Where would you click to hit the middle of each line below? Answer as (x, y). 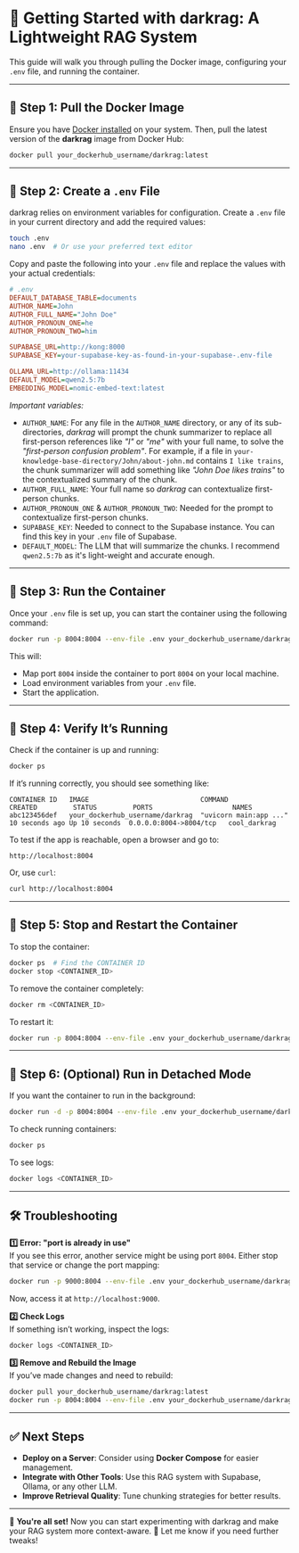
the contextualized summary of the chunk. (100, 479)
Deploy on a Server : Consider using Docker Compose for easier (141, 1458)
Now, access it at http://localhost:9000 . (85, 1298)
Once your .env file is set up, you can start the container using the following (148, 613)
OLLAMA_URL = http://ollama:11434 (69, 372)
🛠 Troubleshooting (64, 1216)
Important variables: (47, 405)
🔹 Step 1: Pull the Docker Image (97, 107)
